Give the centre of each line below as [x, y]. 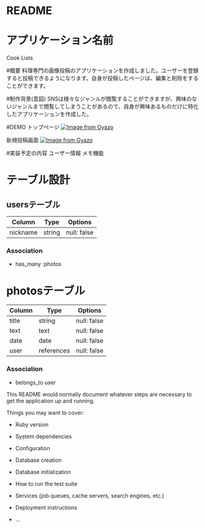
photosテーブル [46, 291]
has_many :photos [38, 264]
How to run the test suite [46, 483]
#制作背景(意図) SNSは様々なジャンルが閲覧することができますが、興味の [99, 99]
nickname [24, 232]
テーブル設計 [38, 180]
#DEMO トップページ [33, 127]
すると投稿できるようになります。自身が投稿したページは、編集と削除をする [102, 78]
